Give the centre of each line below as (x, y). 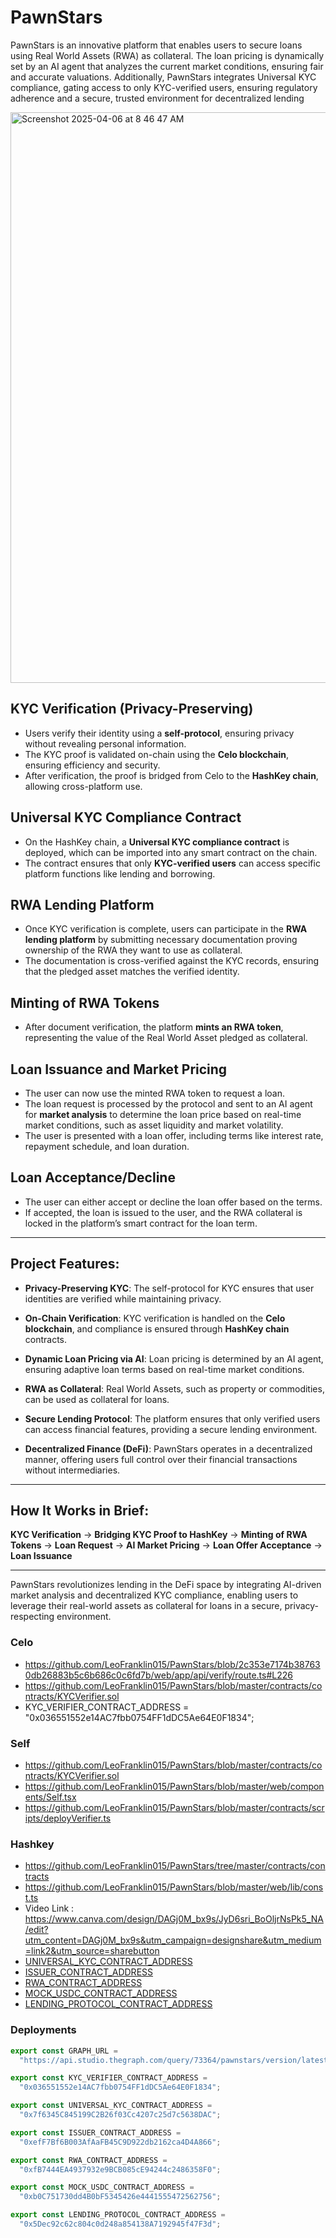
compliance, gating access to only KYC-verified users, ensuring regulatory (164, 87)
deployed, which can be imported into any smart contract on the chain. (171, 852)
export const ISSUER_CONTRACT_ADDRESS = (96, 2132)
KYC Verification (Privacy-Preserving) (132, 709)
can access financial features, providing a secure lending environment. (171, 1429)
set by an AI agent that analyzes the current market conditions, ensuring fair (167, 66)
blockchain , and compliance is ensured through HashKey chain (157, 1328)
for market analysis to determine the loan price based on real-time (163, 1114)
